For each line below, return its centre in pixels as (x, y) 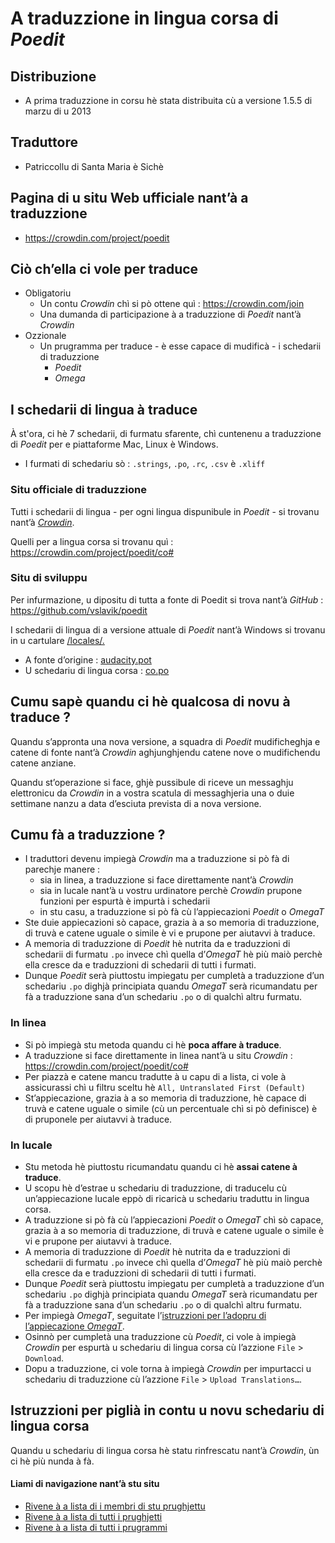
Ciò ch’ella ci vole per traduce (104, 269)
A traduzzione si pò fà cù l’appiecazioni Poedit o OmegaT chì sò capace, (174, 1220)
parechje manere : (62, 869)
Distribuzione (53, 76)
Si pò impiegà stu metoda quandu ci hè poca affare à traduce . (153, 1044)
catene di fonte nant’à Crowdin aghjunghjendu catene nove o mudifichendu (165, 752)
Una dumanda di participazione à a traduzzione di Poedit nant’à (170, 314)
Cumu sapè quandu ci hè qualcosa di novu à (150, 702)
